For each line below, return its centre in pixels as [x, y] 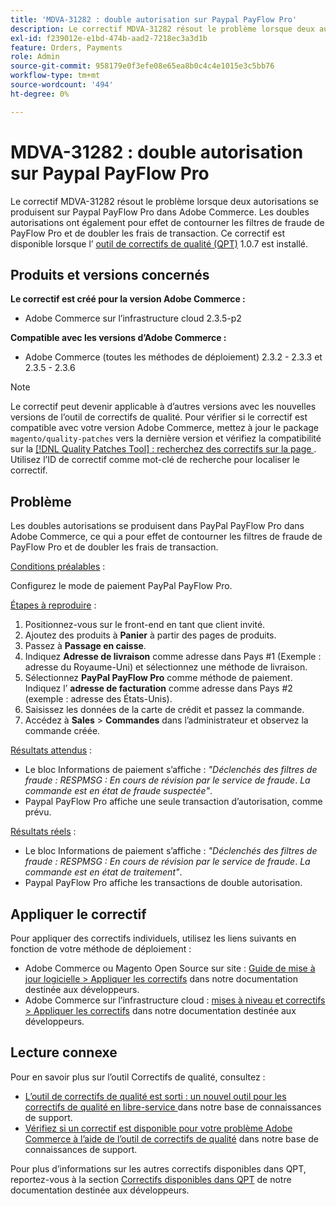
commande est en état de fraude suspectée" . [118, 791]
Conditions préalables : [58, 567]
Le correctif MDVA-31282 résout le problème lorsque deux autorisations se [164, 201]
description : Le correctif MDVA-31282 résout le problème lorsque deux [162, 29]
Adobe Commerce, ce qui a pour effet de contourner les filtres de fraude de [166, 537]
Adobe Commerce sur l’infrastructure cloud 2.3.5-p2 [133, 318]
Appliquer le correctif [78, 914]
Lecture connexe [64, 1052]
